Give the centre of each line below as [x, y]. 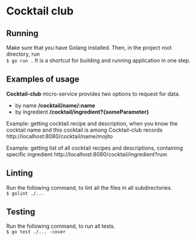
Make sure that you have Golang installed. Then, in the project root [89, 47]
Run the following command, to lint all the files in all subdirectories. [89, 188]
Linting [20, 173]
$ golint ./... [25, 194]
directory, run [23, 54]
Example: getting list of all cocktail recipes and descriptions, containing [95, 148]
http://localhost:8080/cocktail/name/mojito [60, 136]
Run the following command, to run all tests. [61, 226]
